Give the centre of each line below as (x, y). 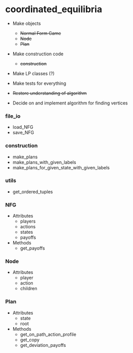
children (29, 289)
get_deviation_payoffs (43, 345)
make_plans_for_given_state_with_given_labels (61, 167)
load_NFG (23, 127)
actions (28, 227)
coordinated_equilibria (54, 9)
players (28, 221)
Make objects (27, 23)
